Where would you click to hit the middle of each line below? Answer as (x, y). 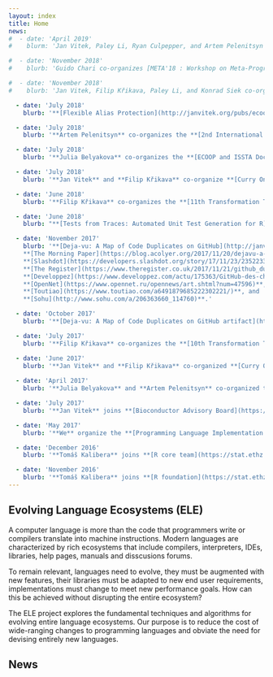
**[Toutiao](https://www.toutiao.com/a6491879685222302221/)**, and (141, 292)
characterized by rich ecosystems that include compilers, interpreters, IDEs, (135, 547)
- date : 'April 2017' (52, 381)
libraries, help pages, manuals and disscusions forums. (100, 555)
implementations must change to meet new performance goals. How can (130, 588)
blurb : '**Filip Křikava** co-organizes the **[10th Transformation (141, 343)
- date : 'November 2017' (58, 239)
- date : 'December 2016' (58, 448)
